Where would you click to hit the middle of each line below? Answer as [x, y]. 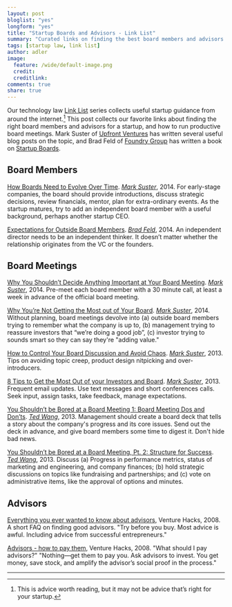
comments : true [29, 84]
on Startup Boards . [34, 148]
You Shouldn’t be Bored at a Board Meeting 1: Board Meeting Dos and [106, 409]
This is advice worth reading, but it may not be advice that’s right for [114, 589]
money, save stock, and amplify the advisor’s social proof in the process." [112, 563]
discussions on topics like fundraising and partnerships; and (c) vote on [109, 474]
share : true [24, 91]
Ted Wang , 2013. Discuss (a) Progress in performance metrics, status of [110, 460]
